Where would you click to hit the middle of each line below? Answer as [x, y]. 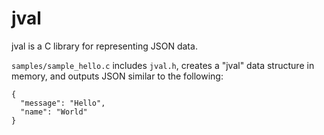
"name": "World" [54, 112]
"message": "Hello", [63, 103]
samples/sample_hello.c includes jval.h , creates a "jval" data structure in [163, 65]
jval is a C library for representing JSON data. [104, 46]
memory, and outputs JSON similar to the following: [117, 76]
